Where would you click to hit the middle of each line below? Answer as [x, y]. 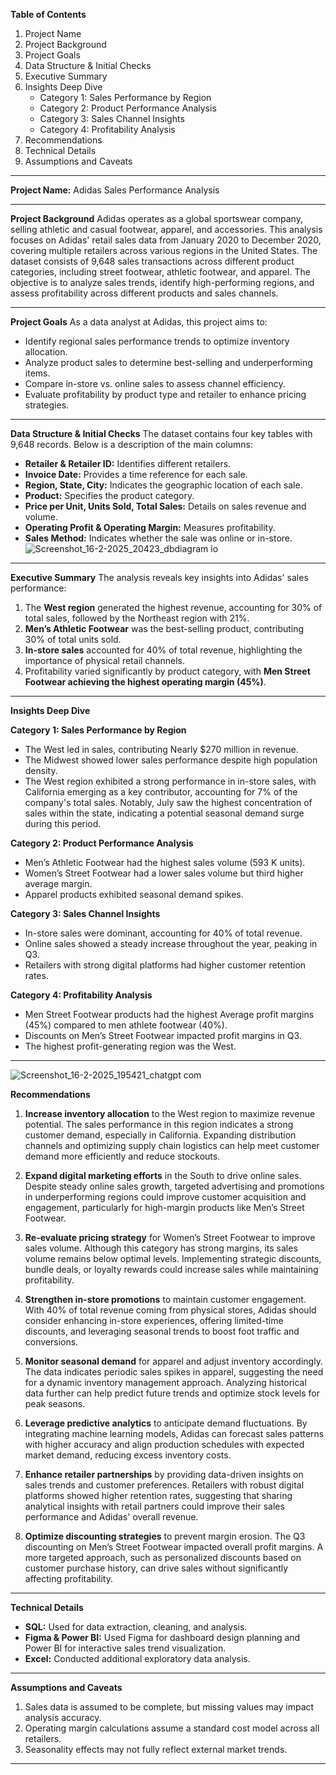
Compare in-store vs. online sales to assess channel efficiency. [155, 383]
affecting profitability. [68, 1578]
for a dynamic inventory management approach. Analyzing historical [165, 1382]
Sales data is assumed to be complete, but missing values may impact [169, 1707]
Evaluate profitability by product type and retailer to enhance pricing [165, 394]
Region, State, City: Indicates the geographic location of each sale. [163, 485]
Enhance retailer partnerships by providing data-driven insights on [164, 1474]
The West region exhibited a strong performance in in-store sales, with [170, 781]
